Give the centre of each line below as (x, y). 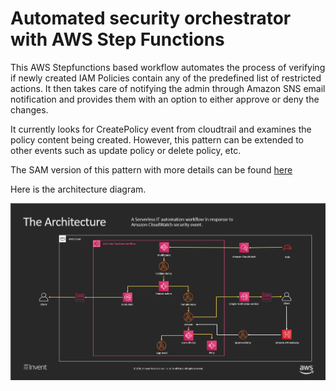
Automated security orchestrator (151, 18)
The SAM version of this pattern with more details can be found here (151, 169)
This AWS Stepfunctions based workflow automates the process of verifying (168, 67)
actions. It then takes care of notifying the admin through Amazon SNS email (168, 88)
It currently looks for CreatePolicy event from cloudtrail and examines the (161, 129)
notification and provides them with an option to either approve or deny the (165, 99)
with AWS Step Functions (117, 39)
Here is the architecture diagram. (78, 189)
